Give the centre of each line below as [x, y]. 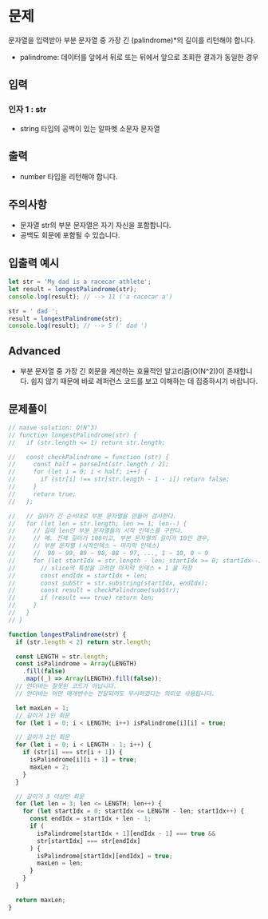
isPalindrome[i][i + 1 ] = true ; [83, 760]
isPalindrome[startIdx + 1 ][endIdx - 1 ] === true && [126, 833]
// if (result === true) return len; [82, 598]
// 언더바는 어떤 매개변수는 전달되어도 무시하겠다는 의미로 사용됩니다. [115, 693]
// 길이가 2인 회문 [43, 737]
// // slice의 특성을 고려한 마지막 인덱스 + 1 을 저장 [100, 568]
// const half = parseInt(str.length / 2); [89, 465]
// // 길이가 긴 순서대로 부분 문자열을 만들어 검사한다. [93, 516]
